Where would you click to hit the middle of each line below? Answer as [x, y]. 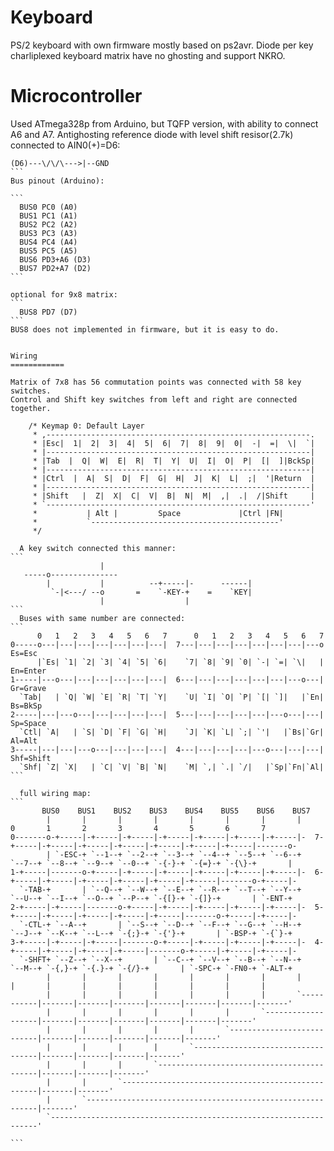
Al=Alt [24, 741]
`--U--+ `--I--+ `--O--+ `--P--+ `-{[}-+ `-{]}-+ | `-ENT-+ [151, 898]
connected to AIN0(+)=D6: [65, 145]
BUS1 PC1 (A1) [48, 216]
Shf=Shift [31, 758]
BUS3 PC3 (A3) [48, 233]
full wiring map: [55, 793]
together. [31, 408]
